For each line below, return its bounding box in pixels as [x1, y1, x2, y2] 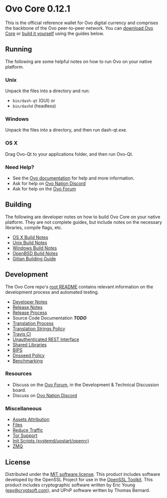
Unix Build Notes [12, 239, 48, 245]
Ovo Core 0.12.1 [5, 3, 71, 15]
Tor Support [12, 432, 38, 439]
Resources [5, 370, 32, 377]
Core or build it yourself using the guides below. [5, 30, 104, 36]
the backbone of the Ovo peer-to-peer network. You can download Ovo [5, 25, 153, 31]
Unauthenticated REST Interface [12, 336, 79, 342]
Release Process [12, 309, 48, 316]
